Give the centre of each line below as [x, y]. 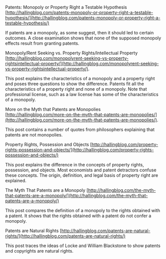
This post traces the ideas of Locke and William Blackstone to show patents [83, 246]
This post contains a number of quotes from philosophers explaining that [80, 129]
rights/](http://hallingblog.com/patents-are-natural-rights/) [65, 236]
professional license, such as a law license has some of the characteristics [82, 94]
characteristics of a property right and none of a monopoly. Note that [76, 89]
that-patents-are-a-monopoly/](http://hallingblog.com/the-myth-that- [77, 195]
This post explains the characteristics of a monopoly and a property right [80, 78]
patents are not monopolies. [34, 135]
